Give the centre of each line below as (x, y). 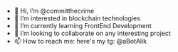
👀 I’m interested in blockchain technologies (77, 18)
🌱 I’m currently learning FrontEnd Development (83, 26)
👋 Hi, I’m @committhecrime (54, 11)
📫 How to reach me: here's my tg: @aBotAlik (80, 41)
